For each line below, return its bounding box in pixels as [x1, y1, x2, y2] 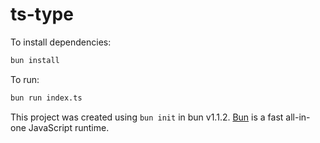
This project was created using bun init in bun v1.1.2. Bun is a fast [10, 111, 284, 123]
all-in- [285, 111, 311, 123]
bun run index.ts [10, 93, 83, 103]
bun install [10, 55, 60, 65]
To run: [10, 73, 40, 85]
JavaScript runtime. [28, 121, 110, 133]
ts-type [10, 3, 74, 26]
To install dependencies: [10, 36, 112, 48]
